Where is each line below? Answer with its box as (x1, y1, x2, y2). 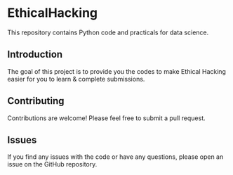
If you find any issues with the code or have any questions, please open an (7, 153, 224, 161)
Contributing (7, 95, 65, 107)
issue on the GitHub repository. (7, 160, 98, 169)
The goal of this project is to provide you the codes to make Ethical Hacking (7, 67, 227, 75)
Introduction (7, 48, 63, 60)
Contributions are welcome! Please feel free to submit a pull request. (7, 114, 206, 122)
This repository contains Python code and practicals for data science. (7, 28, 209, 37)
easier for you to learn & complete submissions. (7, 74, 145, 83)
